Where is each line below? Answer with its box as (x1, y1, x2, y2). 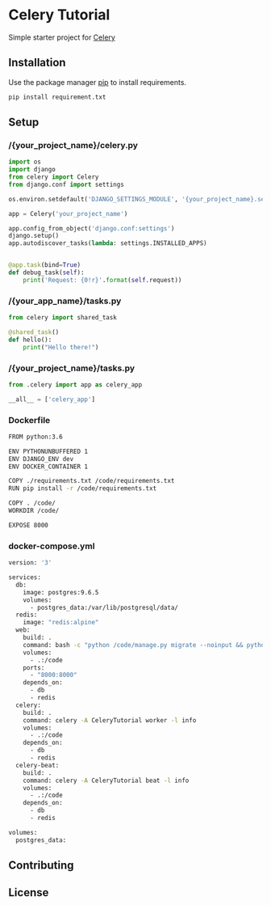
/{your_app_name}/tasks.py (8, 295, 122, 307)
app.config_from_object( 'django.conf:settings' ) (8, 224, 175, 232)
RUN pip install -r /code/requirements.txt (8, 484, 157, 493)
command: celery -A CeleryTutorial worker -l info (23, 716, 197, 725)
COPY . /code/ (8, 499, 56, 507)
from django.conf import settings (8, 180, 125, 188)
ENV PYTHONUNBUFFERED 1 (8, 447, 89, 455)
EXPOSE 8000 (8, 521, 48, 529)
